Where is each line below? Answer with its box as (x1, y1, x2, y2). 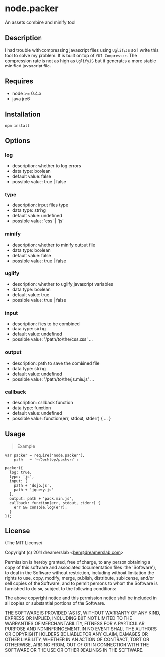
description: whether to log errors (12, 163, 81, 169)
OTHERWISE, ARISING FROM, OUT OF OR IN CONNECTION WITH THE (5, 642, 149, 648)
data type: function (12, 405, 51, 411)
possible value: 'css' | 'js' (12, 218, 64, 224)
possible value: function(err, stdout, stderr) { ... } (12, 415, 111, 421)
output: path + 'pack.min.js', (9, 496, 74, 501)
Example (17, 443, 36, 449)
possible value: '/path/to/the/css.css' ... (12, 336, 93, 342)
